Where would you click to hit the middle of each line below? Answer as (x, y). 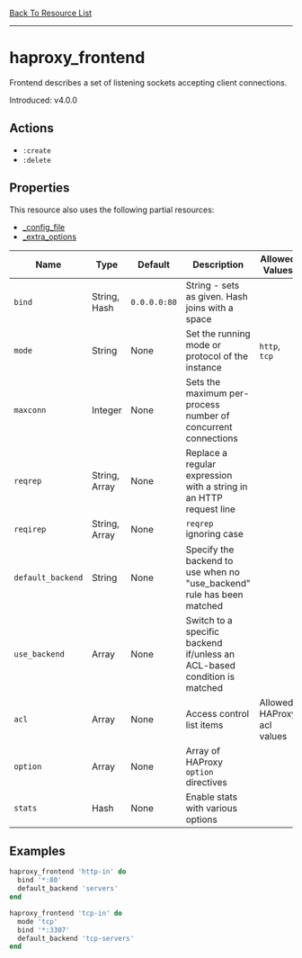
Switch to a (209, 620)
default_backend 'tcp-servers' (76, 938)
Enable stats (212, 797)
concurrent (209, 426)
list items (204, 725)
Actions (31, 128)
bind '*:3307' (44, 930)
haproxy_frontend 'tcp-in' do (66, 913)
